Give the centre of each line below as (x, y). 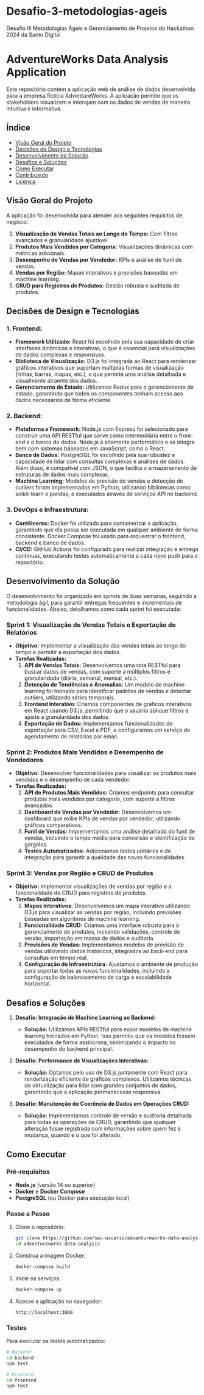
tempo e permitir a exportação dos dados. (68, 652)
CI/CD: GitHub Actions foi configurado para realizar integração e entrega (107, 549)
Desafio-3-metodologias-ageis (87, 11)
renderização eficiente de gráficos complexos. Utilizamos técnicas (108, 1079)
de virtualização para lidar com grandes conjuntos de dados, (100, 1086)
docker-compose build (42, 1267)
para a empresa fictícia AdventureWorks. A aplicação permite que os (93, 95)
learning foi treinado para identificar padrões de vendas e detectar (108, 691)
